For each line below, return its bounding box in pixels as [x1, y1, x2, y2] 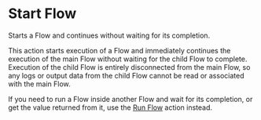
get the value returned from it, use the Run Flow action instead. [8, 103, 213, 112]
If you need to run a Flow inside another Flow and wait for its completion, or [8, 94, 253, 104]
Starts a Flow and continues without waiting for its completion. [8, 31, 211, 40]
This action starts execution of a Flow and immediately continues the [8, 45, 231, 55]
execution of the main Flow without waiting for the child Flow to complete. [8, 54, 248, 64]
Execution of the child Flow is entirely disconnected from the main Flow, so [8, 62, 251, 71]
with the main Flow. [8, 79, 71, 89]
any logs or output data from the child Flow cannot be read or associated [8, 71, 244, 80]
